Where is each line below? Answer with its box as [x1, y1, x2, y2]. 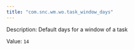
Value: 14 [6, 37, 29, 45]
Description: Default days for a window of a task [6, 26, 128, 33]
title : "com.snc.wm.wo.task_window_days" [6, 9, 114, 15]
